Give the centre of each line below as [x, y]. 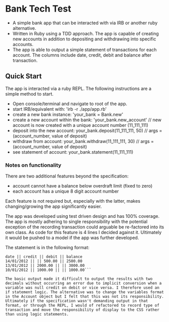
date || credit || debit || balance [44, 257]
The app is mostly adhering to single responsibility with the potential [76, 222]
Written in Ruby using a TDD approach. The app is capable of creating [86, 33]
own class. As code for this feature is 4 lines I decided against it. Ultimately [83, 233]
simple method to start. [30, 94]
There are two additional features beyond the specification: [67, 176]
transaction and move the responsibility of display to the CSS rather [82, 310]
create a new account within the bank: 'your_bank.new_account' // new [87, 120]
